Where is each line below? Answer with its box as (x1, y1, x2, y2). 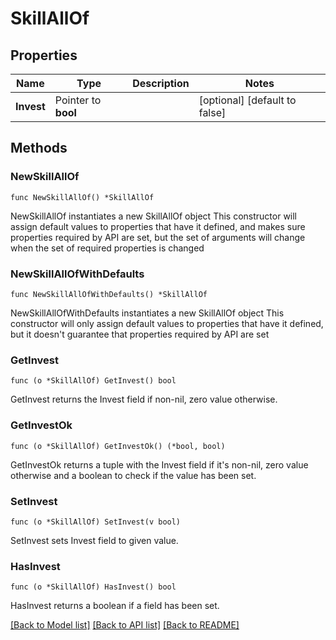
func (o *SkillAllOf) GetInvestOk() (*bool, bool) (10, 441, 226, 451)
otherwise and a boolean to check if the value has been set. (10, 469, 257, 481)
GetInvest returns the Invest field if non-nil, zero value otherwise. (10, 393, 278, 406)
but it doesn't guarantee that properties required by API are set (10, 328, 270, 340)
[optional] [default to (198, 93, 297, 107)
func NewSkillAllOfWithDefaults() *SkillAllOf (10, 289, 208, 299)
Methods (10, 140, 68, 157)
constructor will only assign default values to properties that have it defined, (10, 317, 324, 329)
